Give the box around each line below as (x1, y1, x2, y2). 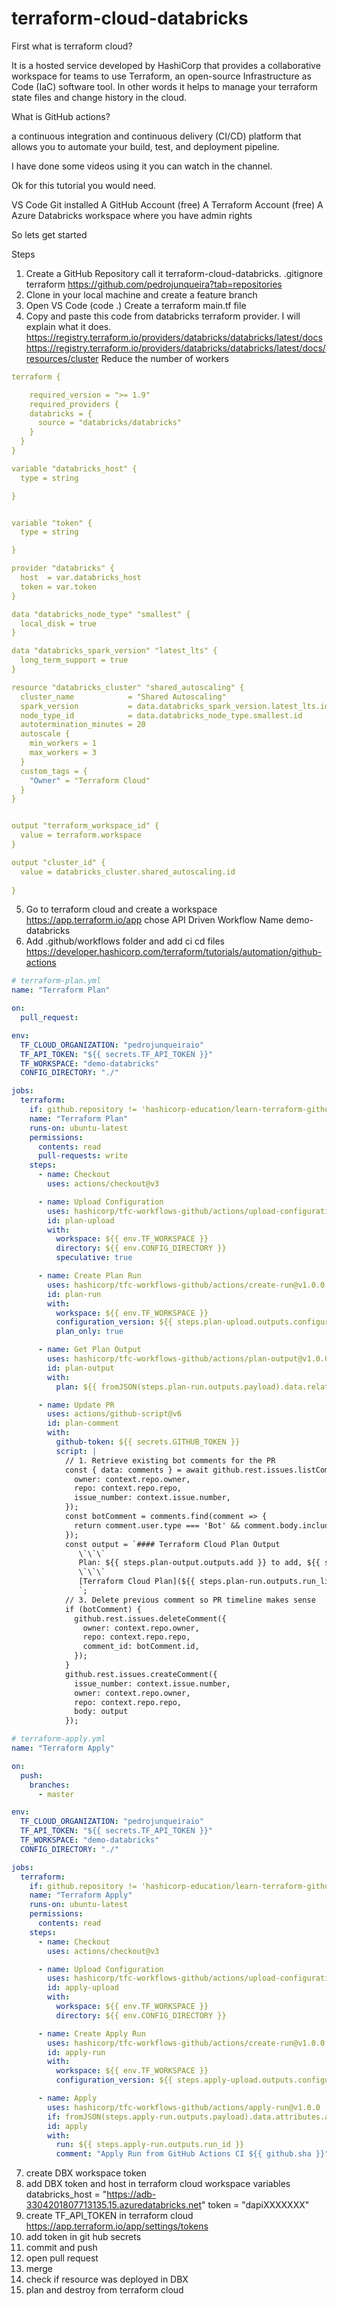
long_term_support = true (20, 655, 129, 666)
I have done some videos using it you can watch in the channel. (11, 160, 273, 172)
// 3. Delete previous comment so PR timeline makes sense (64, 1595, 316, 1605)
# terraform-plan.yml (11, 976, 102, 986)
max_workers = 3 (29, 748, 98, 758)
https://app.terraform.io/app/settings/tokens (25, 2220, 209, 2232)
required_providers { (29, 399, 119, 409)
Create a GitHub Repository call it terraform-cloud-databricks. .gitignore (25, 267, 324, 279)
